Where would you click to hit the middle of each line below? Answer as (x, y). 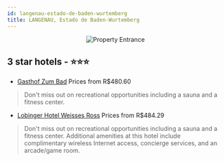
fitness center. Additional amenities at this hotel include (102, 136)
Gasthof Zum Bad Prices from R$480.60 (74, 82)
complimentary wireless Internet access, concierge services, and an (121, 143)
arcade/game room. (52, 151)
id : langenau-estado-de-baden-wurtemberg (67, 13)
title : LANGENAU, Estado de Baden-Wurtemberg (73, 20)
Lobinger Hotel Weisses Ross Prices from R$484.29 (91, 115)
